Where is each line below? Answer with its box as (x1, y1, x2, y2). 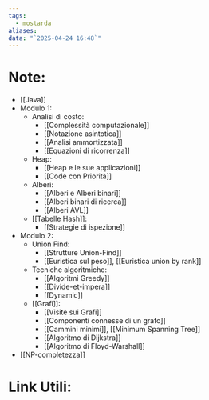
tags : (8, 11, 26, 20)
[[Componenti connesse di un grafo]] (43, 316, 166, 326)
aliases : (8, 26, 37, 34)
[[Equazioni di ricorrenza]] (43, 146, 130, 156)
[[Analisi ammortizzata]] (43, 138, 124, 147)
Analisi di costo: (31, 112, 85, 122)
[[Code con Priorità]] (43, 171, 112, 181)
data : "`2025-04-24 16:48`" (8, 34, 102, 42)
